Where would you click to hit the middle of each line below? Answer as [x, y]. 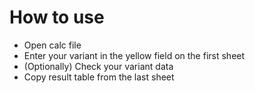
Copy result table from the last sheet [99, 77]
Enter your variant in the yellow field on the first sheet [134, 55]
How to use [57, 17]
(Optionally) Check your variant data [98, 66]
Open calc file [52, 45]
